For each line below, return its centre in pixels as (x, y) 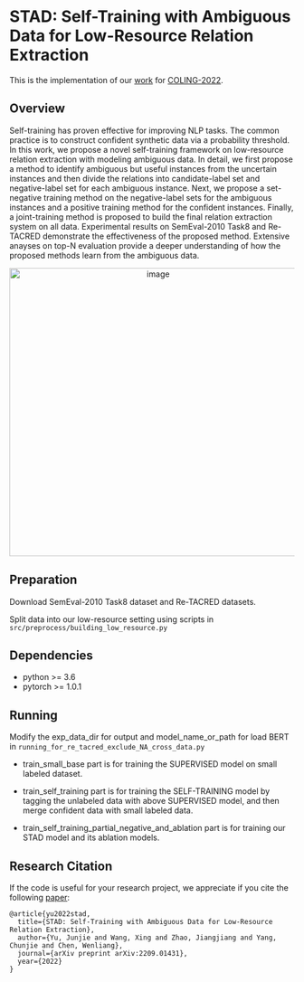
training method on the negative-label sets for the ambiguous (158, 197)
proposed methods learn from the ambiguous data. (104, 255)
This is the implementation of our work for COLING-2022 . (116, 80)
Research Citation (61, 866)
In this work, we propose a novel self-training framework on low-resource (147, 149)
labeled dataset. (52, 774)
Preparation (43, 580)
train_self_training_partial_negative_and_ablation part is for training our (154, 828)
